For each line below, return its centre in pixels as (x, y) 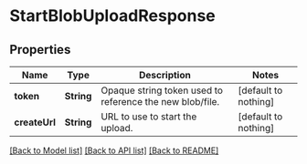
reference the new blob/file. (160, 102)
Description (165, 75)
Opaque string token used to (162, 90)
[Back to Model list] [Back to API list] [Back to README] (114, 150)
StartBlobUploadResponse (113, 16)
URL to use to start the (148, 117)
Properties (40, 50)
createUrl (35, 122)
